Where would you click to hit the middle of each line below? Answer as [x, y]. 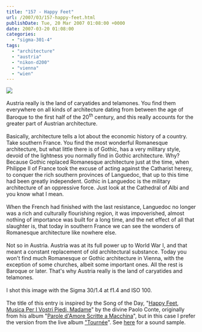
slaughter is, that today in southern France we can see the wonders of [93, 226]
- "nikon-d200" [31, 62]
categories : [21, 34]
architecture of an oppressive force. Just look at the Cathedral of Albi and [98, 187]
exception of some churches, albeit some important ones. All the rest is [95, 264]
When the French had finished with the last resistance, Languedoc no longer [101, 206]
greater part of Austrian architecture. [52, 123]
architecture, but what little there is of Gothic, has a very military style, [93, 149]
